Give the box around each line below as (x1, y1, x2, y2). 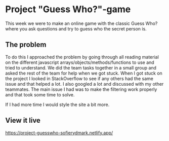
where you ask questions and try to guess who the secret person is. (5, 25, 147, 31)
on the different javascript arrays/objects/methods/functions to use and (5, 59, 154, 65)
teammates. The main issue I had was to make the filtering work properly (5, 86, 157, 92)
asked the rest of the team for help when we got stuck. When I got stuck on (5, 70, 163, 76)
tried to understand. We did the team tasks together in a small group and (5, 64, 157, 70)
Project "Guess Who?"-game (5, 4, 131, 15)
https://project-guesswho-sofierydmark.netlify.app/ (5, 129, 113, 135)
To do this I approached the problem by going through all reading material (5, 54, 159, 60)
